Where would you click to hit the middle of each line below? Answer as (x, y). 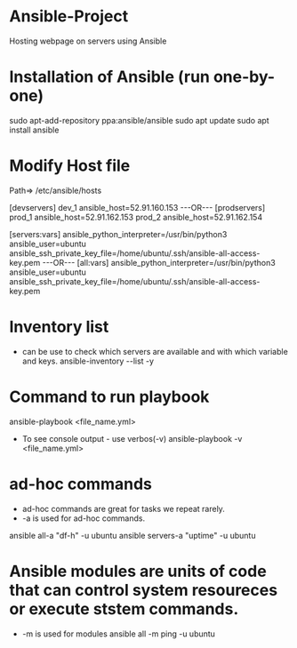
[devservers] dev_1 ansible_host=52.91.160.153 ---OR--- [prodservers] (137, 207)
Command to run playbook (109, 396)
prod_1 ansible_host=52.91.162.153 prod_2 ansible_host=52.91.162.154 (136, 217)
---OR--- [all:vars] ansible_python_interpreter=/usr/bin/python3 (159, 262)
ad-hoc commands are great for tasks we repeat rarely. (123, 508)
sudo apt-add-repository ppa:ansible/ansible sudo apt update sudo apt (139, 120)
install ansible (34, 130)
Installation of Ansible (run (110, 77)
